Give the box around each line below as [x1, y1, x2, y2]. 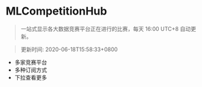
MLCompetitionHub [5, 4, 107, 18]
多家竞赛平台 [14, 58, 47, 66]
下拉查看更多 [14, 74, 47, 81]
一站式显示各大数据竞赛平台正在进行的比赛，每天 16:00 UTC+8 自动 [20, 25, 191, 32]
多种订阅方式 [14, 66, 47, 74]
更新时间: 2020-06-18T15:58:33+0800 [20, 46, 118, 53]
